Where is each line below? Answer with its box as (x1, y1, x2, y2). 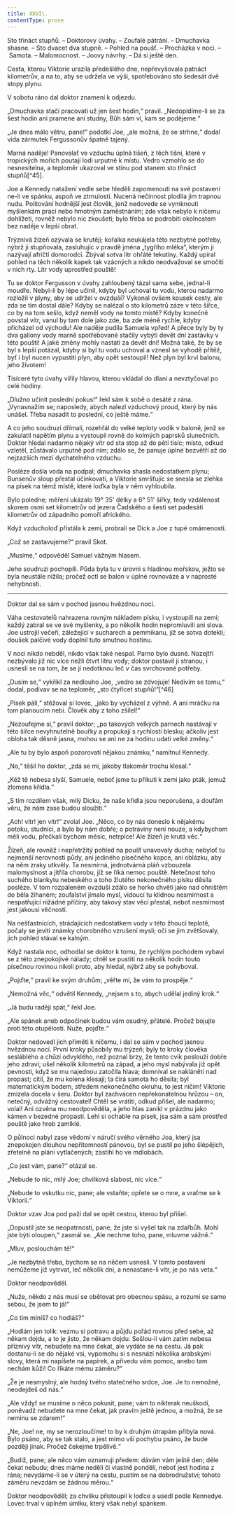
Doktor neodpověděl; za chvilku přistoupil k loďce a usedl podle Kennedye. (7, 1492, 224, 1500)
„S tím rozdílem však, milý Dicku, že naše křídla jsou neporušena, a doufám (7, 796, 224, 804)
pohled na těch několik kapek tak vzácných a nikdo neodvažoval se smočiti (7, 257, 224, 266)
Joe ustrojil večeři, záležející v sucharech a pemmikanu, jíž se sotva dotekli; (7, 628, 225, 636)
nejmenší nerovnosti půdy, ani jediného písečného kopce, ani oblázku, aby (7, 853, 222, 862)
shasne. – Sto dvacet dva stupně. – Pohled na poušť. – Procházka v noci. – (7, 43, 222, 52)
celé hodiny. (7, 381, 43, 390)
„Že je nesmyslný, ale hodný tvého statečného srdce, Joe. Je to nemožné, (7, 1377, 220, 1386)
